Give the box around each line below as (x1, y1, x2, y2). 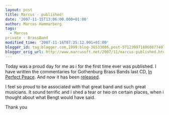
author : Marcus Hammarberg (5, 21, 62, 27)
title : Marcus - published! (5, 12, 64, 17)
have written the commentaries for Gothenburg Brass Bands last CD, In (5, 68, 152, 74)
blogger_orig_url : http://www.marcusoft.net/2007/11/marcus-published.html (5, 49, 167, 54)
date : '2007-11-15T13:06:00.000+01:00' (5, 17, 89, 22)
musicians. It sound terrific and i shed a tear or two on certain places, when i (5, 89, 164, 95)
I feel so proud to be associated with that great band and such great (5, 83, 146, 89)
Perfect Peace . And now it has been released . (5, 74, 100, 80)
